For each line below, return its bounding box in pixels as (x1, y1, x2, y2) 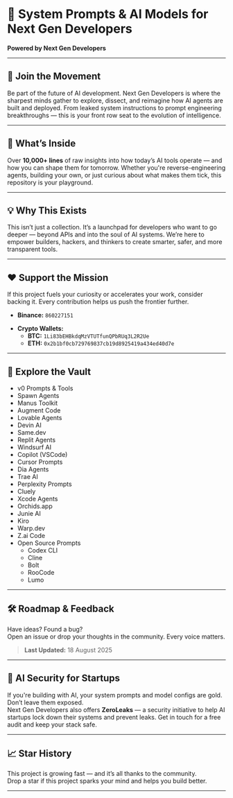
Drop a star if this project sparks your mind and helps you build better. (7, 777, 207, 786)
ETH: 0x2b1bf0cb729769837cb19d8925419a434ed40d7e (27, 339, 175, 347)
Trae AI (17, 473, 38, 480)
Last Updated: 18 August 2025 (24, 645, 113, 654)
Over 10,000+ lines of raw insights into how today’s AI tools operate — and (7, 156, 223, 164)
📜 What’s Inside (7, 138, 76, 150)
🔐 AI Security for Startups (7, 673, 120, 684)
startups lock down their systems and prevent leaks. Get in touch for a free (7, 713, 221, 721)
